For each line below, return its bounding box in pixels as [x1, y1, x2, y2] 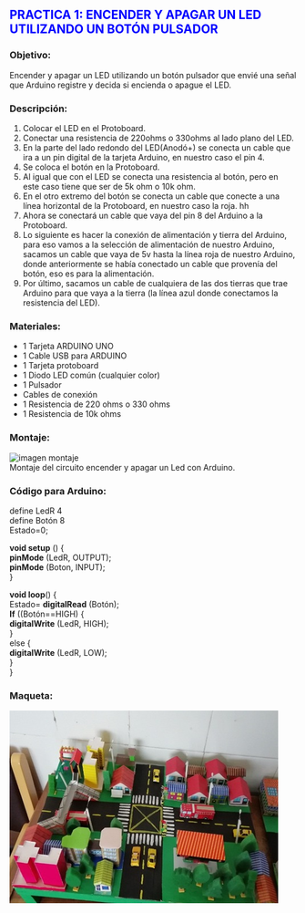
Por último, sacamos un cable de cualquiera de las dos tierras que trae [22, 277, 289, 288]
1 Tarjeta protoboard [22, 360, 99, 371]
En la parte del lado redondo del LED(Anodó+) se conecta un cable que [22, 141, 291, 153]
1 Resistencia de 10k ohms [22, 409, 121, 420]
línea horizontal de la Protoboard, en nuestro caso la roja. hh [22, 200, 249, 211]
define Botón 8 [9, 514, 66, 525]
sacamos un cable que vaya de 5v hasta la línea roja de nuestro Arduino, [22, 248, 296, 259]
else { [9, 638, 32, 648]
